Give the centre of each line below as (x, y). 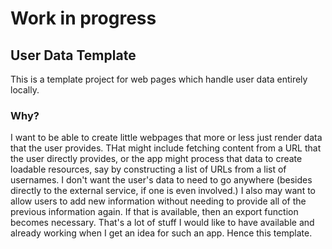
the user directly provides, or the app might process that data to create (156, 159)
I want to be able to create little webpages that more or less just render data (166, 138)
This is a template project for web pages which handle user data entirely (159, 79)
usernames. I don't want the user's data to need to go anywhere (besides (161, 180)
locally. (25, 90)
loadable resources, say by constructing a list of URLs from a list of (148, 169)
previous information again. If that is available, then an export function (154, 212)
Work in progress (83, 18)
